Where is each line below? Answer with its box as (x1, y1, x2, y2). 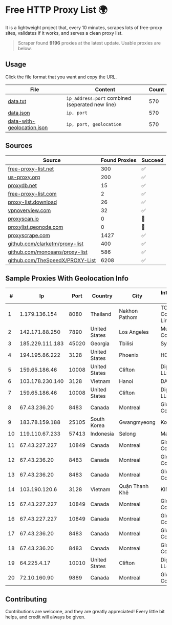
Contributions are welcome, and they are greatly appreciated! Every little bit (5, 609, 165, 615)
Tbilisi (119, 340, 134, 347)
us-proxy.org (8, 174, 40, 181)
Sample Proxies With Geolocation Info (5, 274, 129, 283)
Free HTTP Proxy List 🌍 (5, 4, 108, 16)
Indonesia (90, 430, 114, 438)
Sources (5, 141, 33, 150)
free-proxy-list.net (8, 165, 54, 172)
